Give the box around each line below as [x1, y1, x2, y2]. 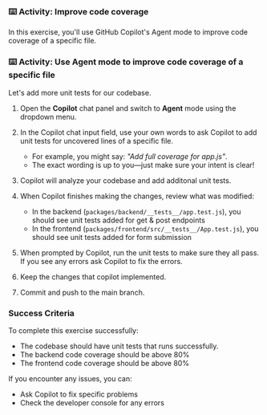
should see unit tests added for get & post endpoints [31, 215, 206, 225]
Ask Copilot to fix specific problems [19, 389, 139, 399]
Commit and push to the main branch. [19, 287, 145, 297]
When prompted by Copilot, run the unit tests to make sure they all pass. [19, 247, 259, 258]
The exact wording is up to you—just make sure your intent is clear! [31, 160, 255, 169]
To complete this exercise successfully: [8, 325, 139, 335]
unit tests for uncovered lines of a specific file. [19, 136, 174, 145]
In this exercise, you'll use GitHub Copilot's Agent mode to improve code [8, 27, 249, 37]
